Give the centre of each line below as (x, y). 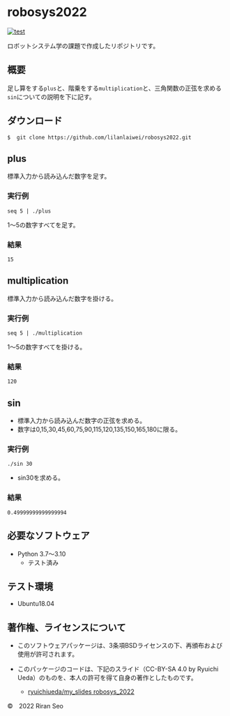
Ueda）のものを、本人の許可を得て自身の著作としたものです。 (107, 678)
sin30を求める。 (41, 478)
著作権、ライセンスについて (67, 627)
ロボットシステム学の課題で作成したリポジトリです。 (83, 45)
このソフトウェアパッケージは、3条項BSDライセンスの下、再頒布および (120, 646)
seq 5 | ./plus (29, 211)
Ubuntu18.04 (36, 604)
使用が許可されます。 (48, 654)
